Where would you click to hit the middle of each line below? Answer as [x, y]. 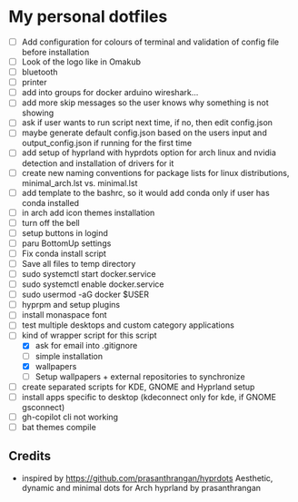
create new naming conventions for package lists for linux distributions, [155, 172]
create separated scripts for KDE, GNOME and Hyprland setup [138, 387]
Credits [30, 456]
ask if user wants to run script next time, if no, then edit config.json [147, 123]
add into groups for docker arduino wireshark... [110, 93]
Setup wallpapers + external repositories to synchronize [140, 376]
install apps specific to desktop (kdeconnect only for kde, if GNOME [149, 397]
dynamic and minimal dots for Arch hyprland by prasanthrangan [141, 487]
